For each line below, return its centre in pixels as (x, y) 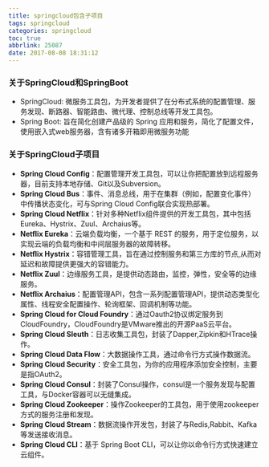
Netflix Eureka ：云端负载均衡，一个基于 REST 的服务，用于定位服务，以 (139, 233)
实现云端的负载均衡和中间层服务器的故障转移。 (97, 244)
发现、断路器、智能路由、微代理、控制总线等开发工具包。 (122, 112)
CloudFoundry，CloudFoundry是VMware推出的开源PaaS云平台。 (128, 324)
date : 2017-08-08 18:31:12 (53, 53)
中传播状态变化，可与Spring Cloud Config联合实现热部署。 (117, 203)
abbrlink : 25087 (35, 46)
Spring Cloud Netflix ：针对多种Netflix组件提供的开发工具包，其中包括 (135, 213)
